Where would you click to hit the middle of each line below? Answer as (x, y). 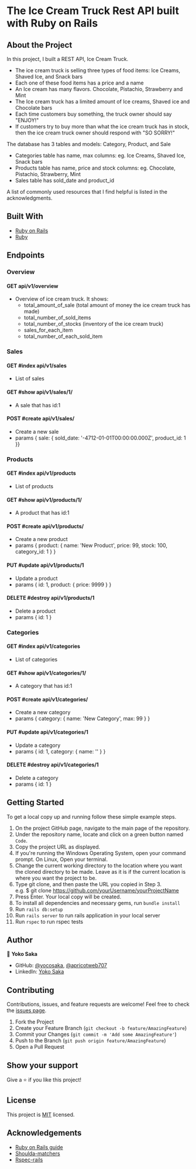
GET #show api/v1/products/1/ (44, 499)
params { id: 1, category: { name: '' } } (60, 751)
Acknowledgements (44, 1133)
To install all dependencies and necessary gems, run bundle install (98, 903)
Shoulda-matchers (37, 1153)
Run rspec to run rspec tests (49, 921)
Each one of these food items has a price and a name (79, 83)
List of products (34, 486)
